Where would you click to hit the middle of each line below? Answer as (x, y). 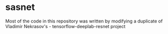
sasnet (20, 7)
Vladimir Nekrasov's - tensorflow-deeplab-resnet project (65, 26)
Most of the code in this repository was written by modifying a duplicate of (84, 21)
